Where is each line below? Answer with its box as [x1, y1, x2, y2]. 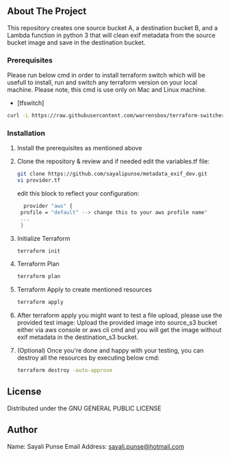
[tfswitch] [16, 99, 44, 107]
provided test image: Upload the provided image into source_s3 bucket [16, 318, 218, 327]
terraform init [16, 247, 61, 255]
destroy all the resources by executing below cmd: [16, 353, 159, 362]
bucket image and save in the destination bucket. [7, 38, 146, 47]
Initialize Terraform [16, 234, 71, 242]
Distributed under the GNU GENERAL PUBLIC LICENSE [7, 404, 162, 412]
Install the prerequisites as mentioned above [16, 144, 142, 152]
